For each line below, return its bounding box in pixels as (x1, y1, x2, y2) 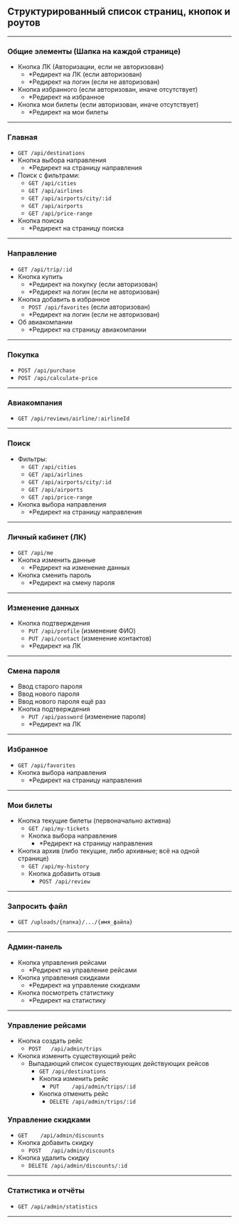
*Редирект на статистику (28, 996, 107, 1004)
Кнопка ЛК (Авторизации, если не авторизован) (17, 63, 164, 71)
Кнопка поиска (17, 216, 64, 225)
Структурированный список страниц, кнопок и (7, 6, 231, 18)
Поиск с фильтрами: (17, 171, 80, 180)
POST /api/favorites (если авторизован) (28, 302, 151, 311)
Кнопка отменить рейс (38, 1089, 109, 1098)
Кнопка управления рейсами (17, 958, 107, 966)
